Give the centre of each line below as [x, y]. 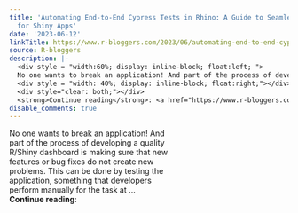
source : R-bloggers [45, 51]
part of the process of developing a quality [87, 143]
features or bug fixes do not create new [82, 162]
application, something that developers [81, 181]
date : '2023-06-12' [45, 34]
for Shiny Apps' [47, 26]
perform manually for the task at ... [72, 190]
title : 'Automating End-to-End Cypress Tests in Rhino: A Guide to [137, 17]
